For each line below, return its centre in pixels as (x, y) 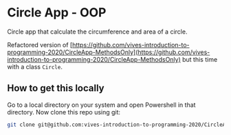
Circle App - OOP (57, 13)
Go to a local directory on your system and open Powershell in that (101, 105)
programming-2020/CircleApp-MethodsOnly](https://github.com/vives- (109, 52)
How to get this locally (56, 88)
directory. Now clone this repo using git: (64, 112)
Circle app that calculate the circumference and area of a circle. (97, 32)
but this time (200, 59)
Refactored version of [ (40, 45)
